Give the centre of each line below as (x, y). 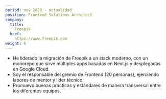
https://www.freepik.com (41, 39)
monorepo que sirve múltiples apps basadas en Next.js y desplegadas (87, 63)
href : (16, 34)
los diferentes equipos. (37, 91)
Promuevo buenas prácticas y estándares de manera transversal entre (87, 85)
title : (17, 24)
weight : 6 (16, 44)
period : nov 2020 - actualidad (39, 10)
